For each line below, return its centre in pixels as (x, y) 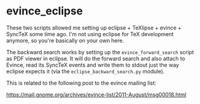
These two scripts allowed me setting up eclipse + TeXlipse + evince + (94, 28)
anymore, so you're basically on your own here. (65, 40)
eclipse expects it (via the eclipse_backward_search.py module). (86, 71)
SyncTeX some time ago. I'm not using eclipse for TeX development (90, 34)
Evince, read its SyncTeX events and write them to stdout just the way (93, 65)
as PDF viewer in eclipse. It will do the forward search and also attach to (96, 58)
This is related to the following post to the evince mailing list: (81, 83)
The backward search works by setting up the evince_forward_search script (100, 52)
